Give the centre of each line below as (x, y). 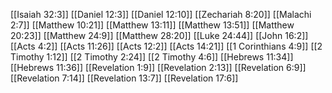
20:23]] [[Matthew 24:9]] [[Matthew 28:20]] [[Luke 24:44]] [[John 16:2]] (159, 35)
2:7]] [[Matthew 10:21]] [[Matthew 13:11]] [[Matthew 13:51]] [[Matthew (152, 25)
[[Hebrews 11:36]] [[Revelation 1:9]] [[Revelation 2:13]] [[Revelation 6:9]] (158, 67)
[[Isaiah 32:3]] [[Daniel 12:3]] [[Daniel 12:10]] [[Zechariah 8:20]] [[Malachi (161, 14)
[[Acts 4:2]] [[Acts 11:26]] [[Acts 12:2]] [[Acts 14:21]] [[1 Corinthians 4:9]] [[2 (166, 46)
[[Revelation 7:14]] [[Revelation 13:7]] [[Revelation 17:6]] (124, 78)
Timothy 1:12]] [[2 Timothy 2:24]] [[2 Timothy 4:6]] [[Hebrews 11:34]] (152, 57)
